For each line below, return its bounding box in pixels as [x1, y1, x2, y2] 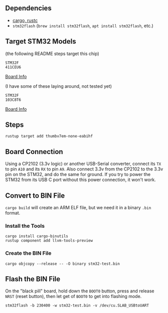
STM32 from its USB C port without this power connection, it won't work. [5, 177, 156, 183]
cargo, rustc [12, 17, 38, 23]
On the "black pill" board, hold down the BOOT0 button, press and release [5, 288, 154, 294]
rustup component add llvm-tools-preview [5, 238, 93, 243]
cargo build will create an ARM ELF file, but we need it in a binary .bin [5, 205, 151, 211]
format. [5, 210, 21, 216]
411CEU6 [5, 65, 22, 70]
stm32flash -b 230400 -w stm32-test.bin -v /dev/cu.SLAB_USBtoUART [5, 303, 149, 308]
